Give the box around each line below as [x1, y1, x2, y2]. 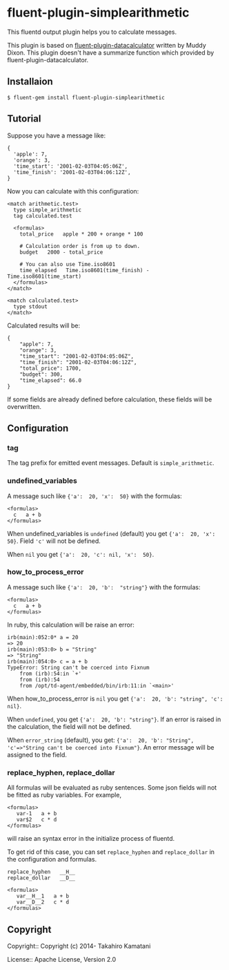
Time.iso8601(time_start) [7, 273, 81, 280]
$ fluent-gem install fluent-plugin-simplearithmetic [7, 94, 166, 101]
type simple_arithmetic [13, 206, 81, 213]
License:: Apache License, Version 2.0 [7, 955, 116, 963]
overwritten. [7, 402, 42, 410]
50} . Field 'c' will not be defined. [7, 537, 101, 545]
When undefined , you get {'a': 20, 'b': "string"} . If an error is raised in [7, 715, 221, 723]
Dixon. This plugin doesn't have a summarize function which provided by [7, 48, 215, 57]
